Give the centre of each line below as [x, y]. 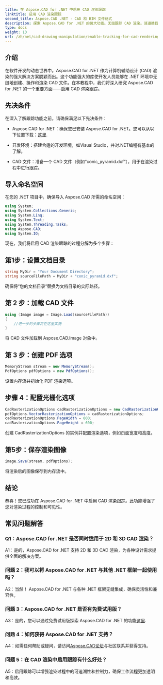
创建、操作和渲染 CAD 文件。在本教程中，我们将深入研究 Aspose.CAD [83, 82]
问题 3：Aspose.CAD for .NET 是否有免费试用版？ [64, 609]
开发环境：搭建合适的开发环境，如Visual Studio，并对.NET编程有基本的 [83, 145]
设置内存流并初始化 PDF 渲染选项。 [40, 381]
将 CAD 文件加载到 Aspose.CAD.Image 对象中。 [53, 338]
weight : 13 [16, 32]
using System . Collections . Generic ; [41, 211]
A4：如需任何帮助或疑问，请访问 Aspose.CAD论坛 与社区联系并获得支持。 [78, 646]
